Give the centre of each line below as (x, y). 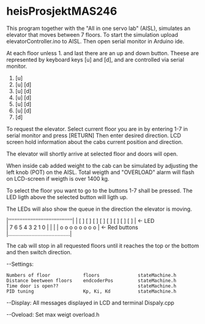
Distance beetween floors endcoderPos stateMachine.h (91, 281)
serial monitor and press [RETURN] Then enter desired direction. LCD (94, 135)
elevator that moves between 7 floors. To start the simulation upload (92, 34)
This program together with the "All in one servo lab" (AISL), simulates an (99, 28)
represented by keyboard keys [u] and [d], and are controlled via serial (95, 59)
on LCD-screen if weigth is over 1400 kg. (58, 178)
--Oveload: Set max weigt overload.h (53, 314)
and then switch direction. (39, 252)
